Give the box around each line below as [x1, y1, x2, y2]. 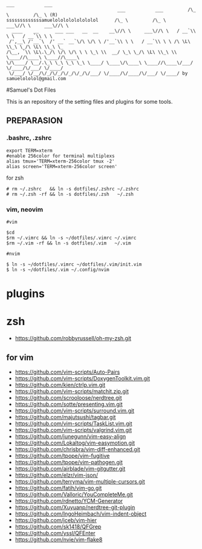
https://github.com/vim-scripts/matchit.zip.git [15, 388, 129, 395]
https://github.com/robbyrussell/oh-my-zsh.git [15, 335, 132, 342]
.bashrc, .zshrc [6, 133, 52, 142]
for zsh [6, 174, 24, 181]
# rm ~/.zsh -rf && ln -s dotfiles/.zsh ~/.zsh [6, 191, 134, 197]
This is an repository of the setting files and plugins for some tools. [6, 98, 173, 105]
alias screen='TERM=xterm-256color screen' [6, 163, 118, 169]
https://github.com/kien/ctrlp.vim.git [15, 381, 106, 388]
